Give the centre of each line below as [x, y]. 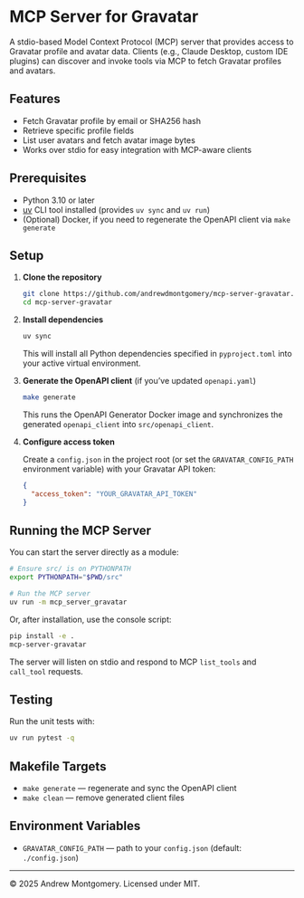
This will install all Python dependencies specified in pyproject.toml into [157, 353]
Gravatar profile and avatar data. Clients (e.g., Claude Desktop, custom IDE [149, 51]
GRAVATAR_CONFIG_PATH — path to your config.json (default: [132, 847]
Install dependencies [63, 320]
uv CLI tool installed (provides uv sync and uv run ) [116, 209]
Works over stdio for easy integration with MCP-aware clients [137, 149]
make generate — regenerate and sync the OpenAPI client [129, 788]
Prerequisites [48, 178]
